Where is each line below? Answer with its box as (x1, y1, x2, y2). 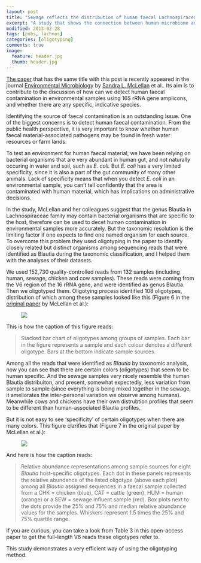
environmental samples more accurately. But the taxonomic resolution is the (6, 225, 193, 232)
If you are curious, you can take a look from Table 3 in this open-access (6, 526, 184, 534)
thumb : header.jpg (11, 59, 58, 65)
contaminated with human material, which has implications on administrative (6, 187, 194, 195)
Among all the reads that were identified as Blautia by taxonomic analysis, (6, 359, 188, 367)
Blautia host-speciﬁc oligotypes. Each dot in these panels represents (20, 470, 191, 477)
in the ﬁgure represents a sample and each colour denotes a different (20, 341, 193, 348)
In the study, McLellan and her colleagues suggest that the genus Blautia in (6, 205, 191, 213)
